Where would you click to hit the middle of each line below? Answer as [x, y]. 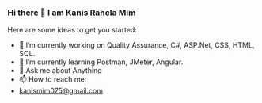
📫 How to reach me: [53, 79]
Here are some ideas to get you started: [72, 30]
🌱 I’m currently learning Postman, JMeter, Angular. [101, 62]
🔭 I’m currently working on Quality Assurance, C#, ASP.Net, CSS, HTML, [137, 45]
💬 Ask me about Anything [60, 71]
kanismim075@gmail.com [61, 91]
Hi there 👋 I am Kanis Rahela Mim [72, 13]
